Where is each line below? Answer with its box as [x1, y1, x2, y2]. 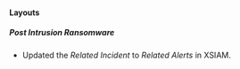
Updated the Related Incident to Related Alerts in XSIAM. [21, 50, 232, 60]
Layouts [9, 7, 40, 18]
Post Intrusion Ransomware [9, 27, 115, 38]
